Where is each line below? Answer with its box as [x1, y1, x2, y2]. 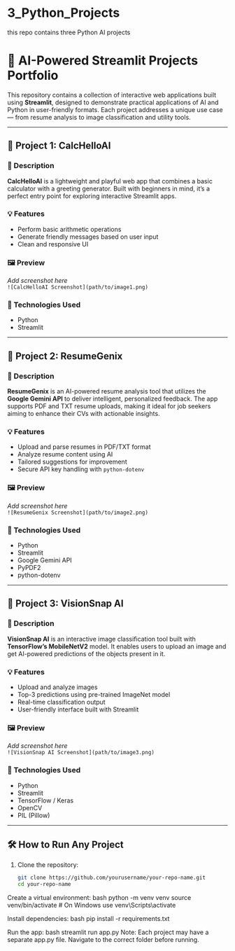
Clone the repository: [17, 861, 79, 869]
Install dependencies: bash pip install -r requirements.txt [7, 915, 170, 923]
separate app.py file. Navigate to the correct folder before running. [7, 936, 199, 944]
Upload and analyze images [17, 683, 98, 691]
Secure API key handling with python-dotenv [17, 465, 145, 473]
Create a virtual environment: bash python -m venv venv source [7, 894, 192, 902]
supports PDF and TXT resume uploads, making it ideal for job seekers [7, 402, 211, 410]
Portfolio [7, 68, 59, 83]
